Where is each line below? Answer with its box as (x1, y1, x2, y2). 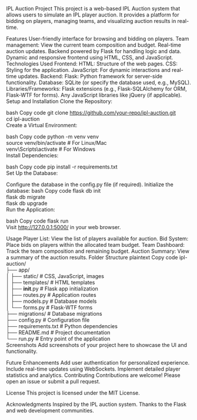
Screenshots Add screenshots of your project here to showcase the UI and (6, 342, 187, 348)
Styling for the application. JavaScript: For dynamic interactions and (6, 67, 171, 73)
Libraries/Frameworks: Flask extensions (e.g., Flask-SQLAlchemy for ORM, (6, 85, 187, 92)
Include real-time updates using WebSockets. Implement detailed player (6, 365, 181, 372)
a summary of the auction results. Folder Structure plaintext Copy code (6, 254, 178, 261)
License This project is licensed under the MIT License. (6, 389, 140, 396)
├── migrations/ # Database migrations (6, 310, 102, 317)
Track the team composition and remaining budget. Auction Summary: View (6, 247, 190, 254)
